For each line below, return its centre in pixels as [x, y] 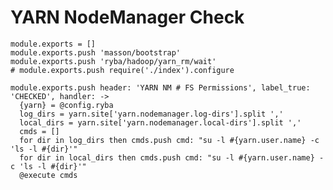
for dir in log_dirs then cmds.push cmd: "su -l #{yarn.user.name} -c [169, 140]
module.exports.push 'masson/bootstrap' [96, 52]
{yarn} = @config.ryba [66, 105]
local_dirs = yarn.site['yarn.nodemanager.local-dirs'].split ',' [160, 122]
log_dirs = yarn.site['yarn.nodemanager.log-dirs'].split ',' [151, 114]
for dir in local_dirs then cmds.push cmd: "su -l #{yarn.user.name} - [172, 157]
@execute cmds [48, 175]
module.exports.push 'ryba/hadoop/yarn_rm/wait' [113, 61]
